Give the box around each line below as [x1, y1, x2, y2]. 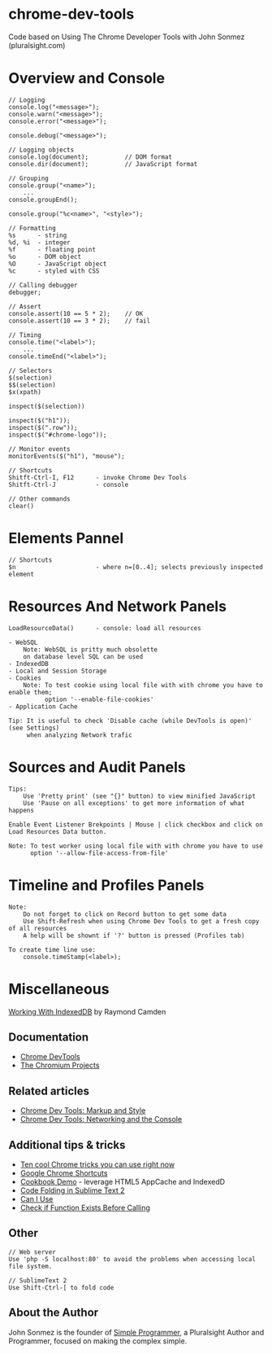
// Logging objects [8, 146, 75, 154]
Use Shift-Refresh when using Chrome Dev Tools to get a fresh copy [23, 917, 260, 925]
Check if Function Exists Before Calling [19, 1203, 150, 1212]
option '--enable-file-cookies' [44, 695, 154, 703]
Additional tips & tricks [8, 1137, 126, 1152]
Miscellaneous [8, 979, 110, 998]
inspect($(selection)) [8, 402, 85, 410]
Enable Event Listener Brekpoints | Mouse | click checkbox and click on [8, 820, 264, 829]
